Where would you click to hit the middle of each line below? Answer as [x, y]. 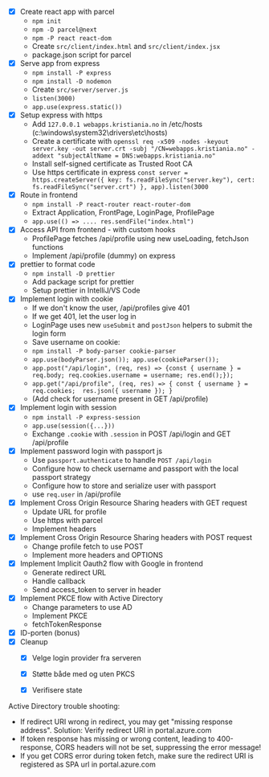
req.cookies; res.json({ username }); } [102, 391]
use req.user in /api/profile [77, 494]
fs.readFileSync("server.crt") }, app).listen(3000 [120, 187]
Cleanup [34, 641]
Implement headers [64, 529]
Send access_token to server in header [97, 589]
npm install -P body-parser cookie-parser [104, 352]
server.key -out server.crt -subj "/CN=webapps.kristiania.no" [140, 149]
